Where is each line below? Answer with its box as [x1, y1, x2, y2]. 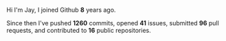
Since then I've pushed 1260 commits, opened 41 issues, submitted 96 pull [6, 19, 219, 27]
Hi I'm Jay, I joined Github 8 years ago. [6, 6, 116, 14]
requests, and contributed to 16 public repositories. [6, 27, 152, 34]
